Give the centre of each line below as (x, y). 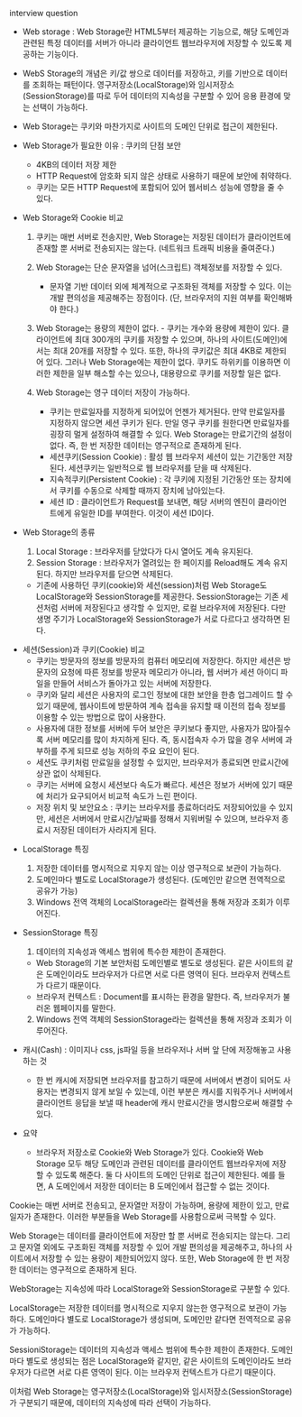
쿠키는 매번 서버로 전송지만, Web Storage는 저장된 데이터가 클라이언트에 (163, 237)
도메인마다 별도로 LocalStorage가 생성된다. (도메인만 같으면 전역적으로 (160, 879)
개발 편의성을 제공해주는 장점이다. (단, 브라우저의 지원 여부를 (156, 298)
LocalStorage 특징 (55, 849)
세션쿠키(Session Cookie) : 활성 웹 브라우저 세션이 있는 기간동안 (163, 456)
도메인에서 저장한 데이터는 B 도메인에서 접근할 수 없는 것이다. (163, 1186)
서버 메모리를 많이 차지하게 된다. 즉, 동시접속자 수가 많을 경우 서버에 (165, 740)
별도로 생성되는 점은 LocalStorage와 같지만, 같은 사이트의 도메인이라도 (150, 1361)
